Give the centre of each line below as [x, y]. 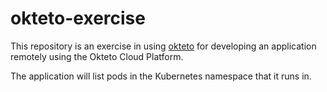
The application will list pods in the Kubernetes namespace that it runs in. [161, 76]
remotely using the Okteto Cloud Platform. [97, 56]
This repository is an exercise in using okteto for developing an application [163, 46]
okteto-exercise [78, 18]
